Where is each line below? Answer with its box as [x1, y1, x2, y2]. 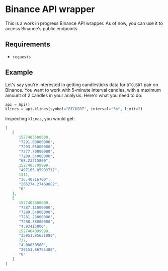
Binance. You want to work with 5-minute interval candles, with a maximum [5, 87, 161, 93]
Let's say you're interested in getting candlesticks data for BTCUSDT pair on [5, 82, 158, 88]
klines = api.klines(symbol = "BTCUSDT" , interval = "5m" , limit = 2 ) [5, 107, 143, 112]
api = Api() [5, 102, 30, 107]
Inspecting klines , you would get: [5, 116, 75, 122]
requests [12, 54, 31, 59]
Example [5, 68, 33, 77]
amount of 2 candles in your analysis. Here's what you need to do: [5, 92, 143, 98]
